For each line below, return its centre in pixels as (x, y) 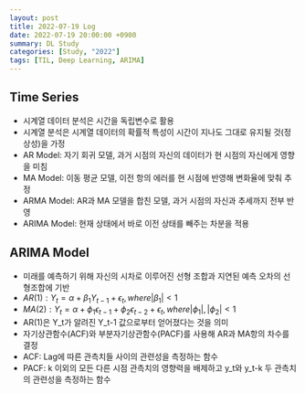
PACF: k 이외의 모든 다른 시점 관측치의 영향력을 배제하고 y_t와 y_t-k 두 (147, 368)
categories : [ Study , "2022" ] (65, 52)
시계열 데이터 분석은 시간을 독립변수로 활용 (99, 121)
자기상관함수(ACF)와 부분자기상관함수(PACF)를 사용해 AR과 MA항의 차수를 (156, 334)
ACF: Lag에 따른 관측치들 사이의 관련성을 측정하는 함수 (121, 356)
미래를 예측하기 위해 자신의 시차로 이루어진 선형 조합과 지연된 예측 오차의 (152, 276)
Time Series (44, 97)
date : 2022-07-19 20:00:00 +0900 (73, 35)
